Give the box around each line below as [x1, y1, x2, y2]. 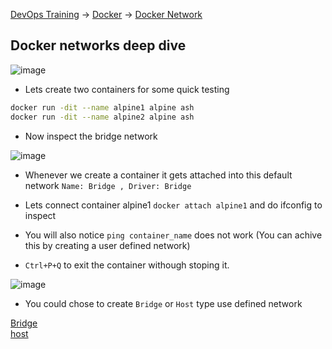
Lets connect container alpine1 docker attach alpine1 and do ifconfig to [24, 199, 323, 211]
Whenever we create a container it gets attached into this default [24, 169, 293, 181]
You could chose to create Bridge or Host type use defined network [24, 297, 303, 309]
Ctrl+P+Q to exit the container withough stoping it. [24, 259, 230, 271]
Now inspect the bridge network [24, 130, 158, 142]
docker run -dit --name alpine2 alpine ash [10, 112, 195, 122]
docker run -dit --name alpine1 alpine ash [10, 102, 195, 113]
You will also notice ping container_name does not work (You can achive [24, 229, 323, 241]
